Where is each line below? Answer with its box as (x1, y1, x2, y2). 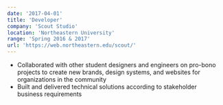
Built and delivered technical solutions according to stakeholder (16, 83, 197, 91)
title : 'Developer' (7, 16, 63, 23)
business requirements (16, 90, 82, 98)
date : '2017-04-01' (7, 10, 63, 17)
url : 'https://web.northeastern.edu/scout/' (7, 42, 137, 49)
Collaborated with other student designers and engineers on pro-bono (16, 61, 216, 69)
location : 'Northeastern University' (7, 29, 115, 36)
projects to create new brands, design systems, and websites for (16, 68, 201, 76)
